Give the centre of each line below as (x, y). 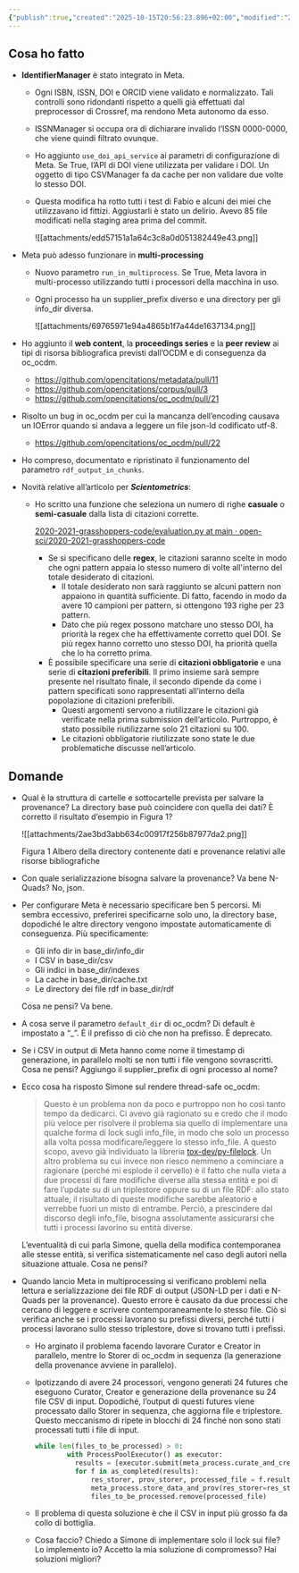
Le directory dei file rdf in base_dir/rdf (104, 989)
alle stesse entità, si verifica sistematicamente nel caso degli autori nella (154, 1255)
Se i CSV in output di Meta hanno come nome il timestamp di (133, 1051)
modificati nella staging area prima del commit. (120, 221)
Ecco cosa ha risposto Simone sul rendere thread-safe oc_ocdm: (141, 1087)
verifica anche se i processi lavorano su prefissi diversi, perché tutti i (147, 1319)
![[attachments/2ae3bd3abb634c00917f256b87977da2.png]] (134, 834)
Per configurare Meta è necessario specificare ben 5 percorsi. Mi (141, 905)
